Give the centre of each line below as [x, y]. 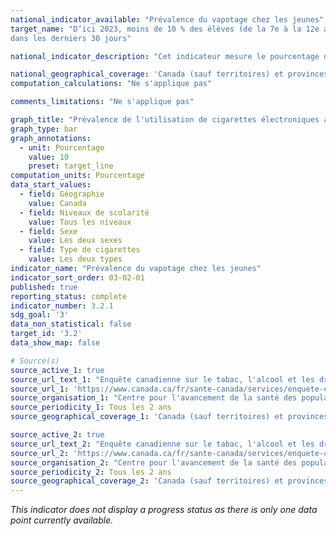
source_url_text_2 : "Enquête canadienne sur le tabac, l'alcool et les [162, 444]
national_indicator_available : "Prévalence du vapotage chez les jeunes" [167, 19]
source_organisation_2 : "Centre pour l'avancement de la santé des [154, 462]
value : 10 [49, 157]
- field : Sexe [48, 231]
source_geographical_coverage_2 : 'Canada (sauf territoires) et [147, 481]
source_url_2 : [40, 453]
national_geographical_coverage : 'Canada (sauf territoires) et [147, 74]
